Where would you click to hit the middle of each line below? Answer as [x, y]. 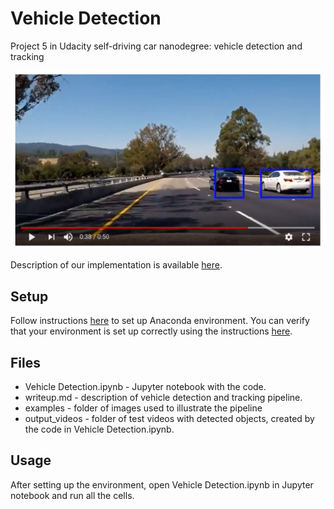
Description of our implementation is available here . [116, 265]
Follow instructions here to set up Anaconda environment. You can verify [160, 321]
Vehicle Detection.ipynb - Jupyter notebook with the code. [145, 387]
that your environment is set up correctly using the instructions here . [151, 331]
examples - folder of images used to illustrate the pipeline [143, 408]
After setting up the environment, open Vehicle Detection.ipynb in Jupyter [162, 484]
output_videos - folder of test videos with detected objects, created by [169, 419]
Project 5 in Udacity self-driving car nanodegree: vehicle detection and [156, 46]
